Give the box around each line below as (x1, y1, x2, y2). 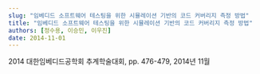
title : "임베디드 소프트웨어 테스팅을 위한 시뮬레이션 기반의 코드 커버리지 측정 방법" (8, 19, 253, 27)
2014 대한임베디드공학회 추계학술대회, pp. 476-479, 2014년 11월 (8, 56, 211, 66)
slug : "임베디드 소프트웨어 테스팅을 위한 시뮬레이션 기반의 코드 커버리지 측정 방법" (8, 11, 250, 20)
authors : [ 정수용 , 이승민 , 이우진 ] (8, 26, 112, 34)
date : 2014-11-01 (8, 33, 66, 42)
